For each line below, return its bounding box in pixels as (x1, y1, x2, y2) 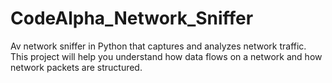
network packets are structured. (10, 61, 143, 73)
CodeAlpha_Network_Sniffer (10, 7, 254, 30)
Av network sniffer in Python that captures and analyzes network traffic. (10, 40, 307, 52)
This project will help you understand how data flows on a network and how (10, 50, 323, 62)
